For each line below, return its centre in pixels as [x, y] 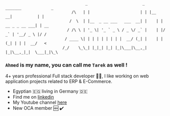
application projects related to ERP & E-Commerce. [59, 81]
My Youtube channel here [40, 102]
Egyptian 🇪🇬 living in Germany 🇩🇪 [50, 91]
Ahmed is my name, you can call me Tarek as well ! [66, 65]
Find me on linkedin [33, 97]
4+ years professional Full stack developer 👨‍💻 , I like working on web [77, 76]
